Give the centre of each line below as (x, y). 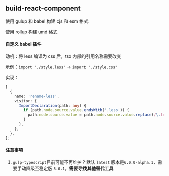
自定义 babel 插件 (23, 44)
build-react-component (43, 8)
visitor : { (26, 101)
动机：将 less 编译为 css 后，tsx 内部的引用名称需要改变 (63, 56)
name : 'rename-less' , (37, 96)
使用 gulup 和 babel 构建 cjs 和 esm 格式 (47, 21)
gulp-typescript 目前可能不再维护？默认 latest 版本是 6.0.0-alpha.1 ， (85, 162)
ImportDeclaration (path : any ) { (52, 106)
